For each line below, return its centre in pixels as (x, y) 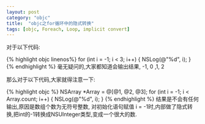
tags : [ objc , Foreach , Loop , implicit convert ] (68, 29)
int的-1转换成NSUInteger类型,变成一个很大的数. (78, 114)
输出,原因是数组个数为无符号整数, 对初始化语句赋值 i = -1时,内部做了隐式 (97, 107)
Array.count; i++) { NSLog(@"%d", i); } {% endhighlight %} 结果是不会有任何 (102, 99)
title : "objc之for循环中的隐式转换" (50, 23)
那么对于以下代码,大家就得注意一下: (51, 79)
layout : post (23, 12)
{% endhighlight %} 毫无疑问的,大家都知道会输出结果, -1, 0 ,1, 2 (85, 67)
